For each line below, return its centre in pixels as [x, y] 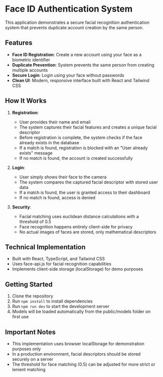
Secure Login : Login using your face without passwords [68, 75]
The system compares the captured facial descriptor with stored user [89, 182]
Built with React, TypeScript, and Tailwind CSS [58, 259]
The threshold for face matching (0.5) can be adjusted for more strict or [83, 364]
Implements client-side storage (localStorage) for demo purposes [77, 269]
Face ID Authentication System [69, 9]
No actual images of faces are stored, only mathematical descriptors [88, 232]
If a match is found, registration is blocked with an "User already [83, 148]
